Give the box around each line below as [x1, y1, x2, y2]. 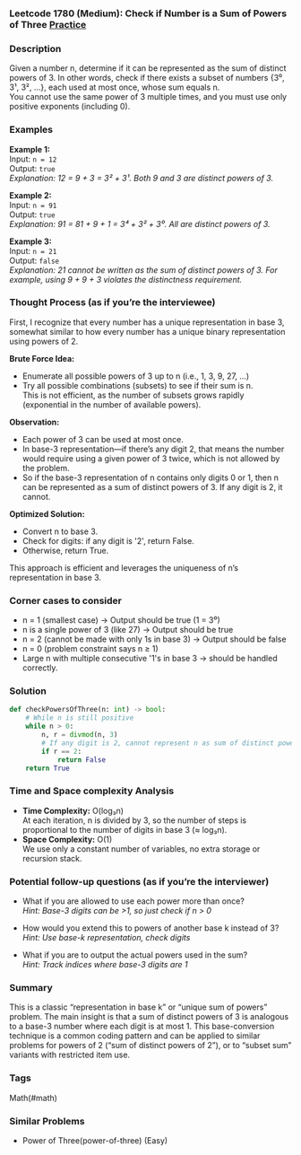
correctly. [21, 662, 58, 673]
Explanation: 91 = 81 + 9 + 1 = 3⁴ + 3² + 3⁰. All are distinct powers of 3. [9, 218, 271, 229]
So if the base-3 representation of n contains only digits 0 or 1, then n [21, 472, 279, 483]
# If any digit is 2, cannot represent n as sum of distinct [41, 739, 275, 748]
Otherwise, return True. [21, 545, 109, 556]
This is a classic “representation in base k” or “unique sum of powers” [9, 1002, 268, 1012]
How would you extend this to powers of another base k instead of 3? [21, 923, 279, 933]
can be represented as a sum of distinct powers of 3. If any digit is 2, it [21, 481, 283, 492]
